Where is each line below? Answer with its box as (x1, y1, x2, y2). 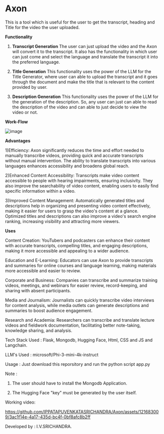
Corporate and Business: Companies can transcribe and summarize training (5, 277, 158, 283)
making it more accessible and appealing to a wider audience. (5, 248, 130, 254)
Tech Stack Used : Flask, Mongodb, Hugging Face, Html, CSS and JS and (5, 337, 153, 343)
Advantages (5, 138, 31, 144)
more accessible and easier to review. (5, 268, 82, 274)
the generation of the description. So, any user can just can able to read (12, 99, 157, 104)
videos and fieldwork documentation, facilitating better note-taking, (5, 322, 141, 328)
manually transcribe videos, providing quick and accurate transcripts (5, 153, 143, 158)
